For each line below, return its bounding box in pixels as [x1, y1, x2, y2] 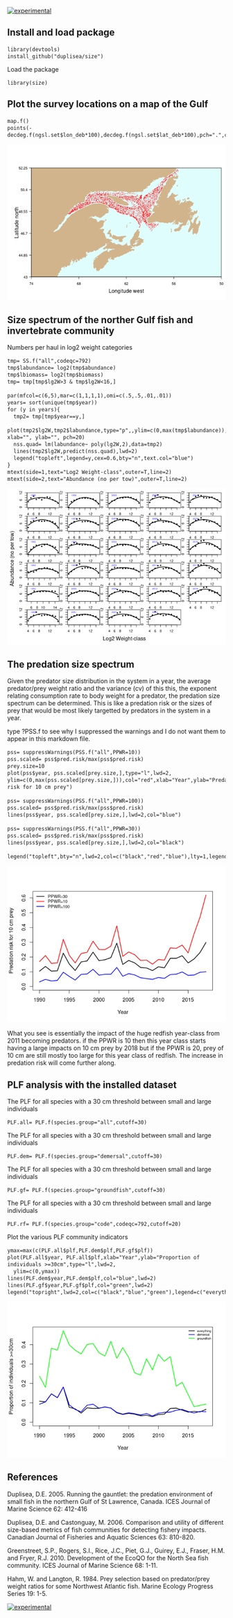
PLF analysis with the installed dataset [7, 1079, 177, 1090]
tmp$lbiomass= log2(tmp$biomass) [7, 372, 104, 379]
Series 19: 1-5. [7, 1589, 47, 1598]
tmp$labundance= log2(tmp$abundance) [7, 365, 116, 372]
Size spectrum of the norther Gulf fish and [7, 314, 193, 326]
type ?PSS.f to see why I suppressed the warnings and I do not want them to [7, 727, 226, 736]
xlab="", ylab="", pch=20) [7, 434, 85, 441]
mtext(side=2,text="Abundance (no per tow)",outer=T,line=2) [7, 476, 188, 483]
